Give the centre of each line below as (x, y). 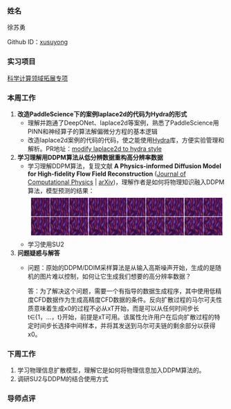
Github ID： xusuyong (37, 42)
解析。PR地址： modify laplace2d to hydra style (95, 148)
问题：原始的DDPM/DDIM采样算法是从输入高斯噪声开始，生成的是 (121, 268)
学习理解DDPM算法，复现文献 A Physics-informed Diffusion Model (124, 166)
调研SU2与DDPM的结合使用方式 (63, 379)
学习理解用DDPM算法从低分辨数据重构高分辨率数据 (90, 157)
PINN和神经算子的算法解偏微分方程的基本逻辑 (92, 131)
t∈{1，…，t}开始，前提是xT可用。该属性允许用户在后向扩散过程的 (121, 317)
